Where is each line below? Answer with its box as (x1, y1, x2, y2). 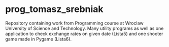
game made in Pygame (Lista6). (5, 36, 72, 42)
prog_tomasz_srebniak (5, 3, 104, 15)
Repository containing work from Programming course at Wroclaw (5, 20, 144, 26)
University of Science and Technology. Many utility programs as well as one (5, 25, 164, 31)
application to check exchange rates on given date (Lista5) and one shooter (5, 30, 163, 36)
